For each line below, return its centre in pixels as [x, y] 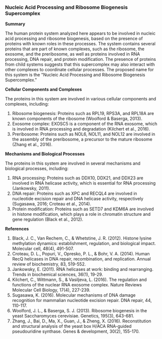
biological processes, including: [37, 169]
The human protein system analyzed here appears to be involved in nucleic [80, 34]
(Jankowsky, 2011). [31, 188]
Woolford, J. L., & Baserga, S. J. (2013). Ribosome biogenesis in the [80, 311]
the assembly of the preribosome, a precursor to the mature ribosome [82, 139]
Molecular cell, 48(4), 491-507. [43, 249]
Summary [15, 24]
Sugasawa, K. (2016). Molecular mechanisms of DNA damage [74, 295]
